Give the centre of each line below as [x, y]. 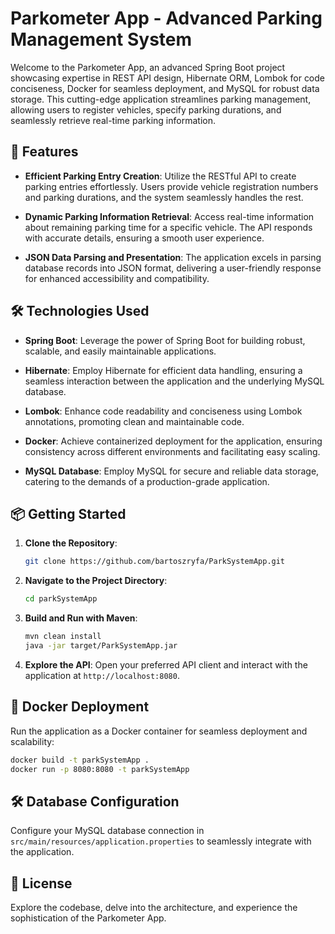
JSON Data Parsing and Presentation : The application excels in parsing [173, 257]
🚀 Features [44, 152]
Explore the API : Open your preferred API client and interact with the [166, 664]
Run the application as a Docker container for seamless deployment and [159, 731]
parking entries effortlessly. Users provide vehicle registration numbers [171, 186]
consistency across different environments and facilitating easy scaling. [172, 451]
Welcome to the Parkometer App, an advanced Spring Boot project [148, 67]
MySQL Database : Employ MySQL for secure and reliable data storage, [172, 471]
